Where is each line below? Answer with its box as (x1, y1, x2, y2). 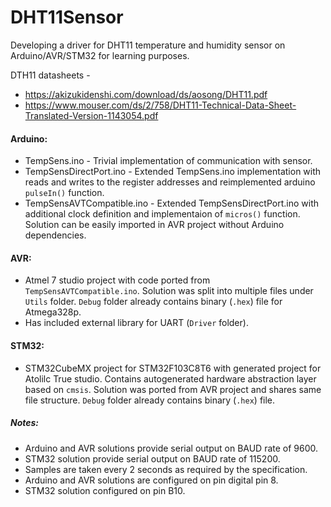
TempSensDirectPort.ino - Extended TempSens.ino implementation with (24, 166, 322, 178)
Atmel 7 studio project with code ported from (24, 274, 211, 286)
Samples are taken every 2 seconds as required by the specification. (24, 463, 308, 475)
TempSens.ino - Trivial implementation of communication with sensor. (24, 155, 313, 167)
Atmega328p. (24, 306, 82, 318)
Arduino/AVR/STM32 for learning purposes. (10, 49, 190, 61)
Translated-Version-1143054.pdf (24, 109, 159, 121)
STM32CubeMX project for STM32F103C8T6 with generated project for (24, 362, 322, 374)
